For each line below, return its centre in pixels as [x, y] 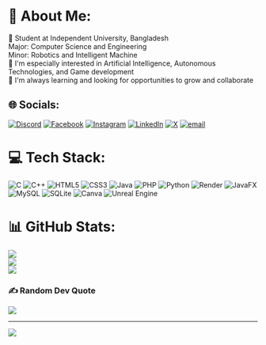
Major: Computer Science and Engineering [78, 46]
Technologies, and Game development [71, 71]
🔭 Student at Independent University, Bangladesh [88, 38]
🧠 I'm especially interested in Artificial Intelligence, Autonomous [112, 63]
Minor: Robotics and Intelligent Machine [73, 55]
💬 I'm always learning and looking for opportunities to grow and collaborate [131, 80]
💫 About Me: [50, 16]
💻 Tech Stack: [57, 157]
